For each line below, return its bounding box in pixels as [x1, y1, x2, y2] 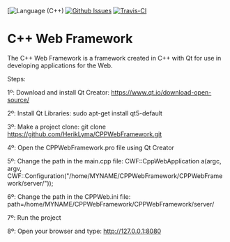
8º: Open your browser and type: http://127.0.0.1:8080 [7, 227, 162, 235]
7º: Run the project [7, 213, 61, 222]
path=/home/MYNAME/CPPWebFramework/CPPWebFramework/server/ [7, 200, 215, 208]
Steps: [7, 74, 26, 83]
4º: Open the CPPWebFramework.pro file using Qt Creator [7, 143, 174, 152]
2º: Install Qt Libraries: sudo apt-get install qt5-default [7, 108, 162, 118]
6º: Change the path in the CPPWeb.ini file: [7, 192, 131, 201]
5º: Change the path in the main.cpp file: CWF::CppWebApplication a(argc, [7, 156, 222, 165]
